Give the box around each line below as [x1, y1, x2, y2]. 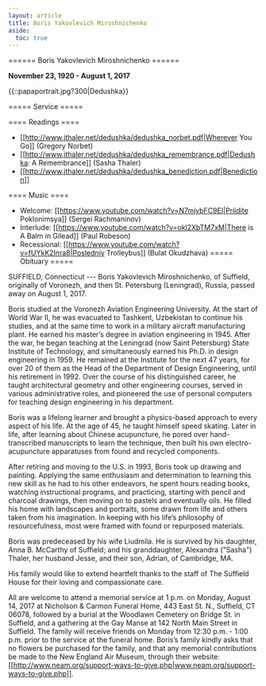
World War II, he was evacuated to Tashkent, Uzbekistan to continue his [8, 313, 244, 322]
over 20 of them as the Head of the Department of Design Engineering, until [8, 364, 256, 373]
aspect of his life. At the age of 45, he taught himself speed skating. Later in [8, 421, 256, 431]
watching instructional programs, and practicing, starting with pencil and [8, 487, 246, 497]
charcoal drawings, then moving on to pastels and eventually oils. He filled [8, 496, 252, 505]
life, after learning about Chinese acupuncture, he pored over [8, 430, 209, 439]
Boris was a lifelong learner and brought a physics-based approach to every [8, 413, 258, 423]
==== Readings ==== [8, 117, 80, 127]
